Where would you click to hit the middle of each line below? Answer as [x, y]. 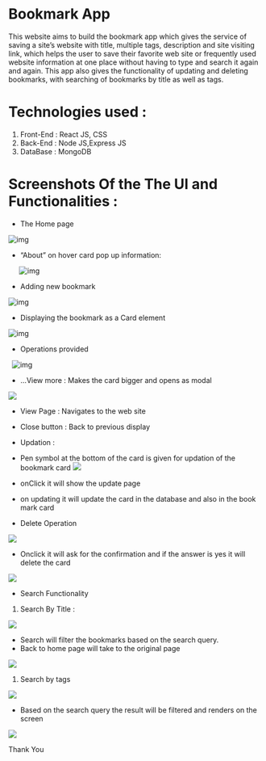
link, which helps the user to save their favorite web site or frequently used [132, 53]
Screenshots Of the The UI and [113, 185]
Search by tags [45, 679]
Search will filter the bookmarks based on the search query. [119, 640]
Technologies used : [78, 112]
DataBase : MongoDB [56, 151]
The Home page [47, 224]
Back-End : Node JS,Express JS [73, 143]
